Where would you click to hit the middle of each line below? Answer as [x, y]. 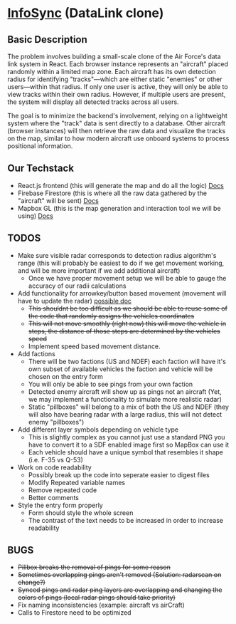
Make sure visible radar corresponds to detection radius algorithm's [117, 255]
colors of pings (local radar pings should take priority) [96, 598]
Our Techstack [41, 168]
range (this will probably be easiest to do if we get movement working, [121, 263]
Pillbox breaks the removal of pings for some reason [94, 567]
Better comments [54, 497]
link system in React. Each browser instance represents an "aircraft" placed [118, 64]
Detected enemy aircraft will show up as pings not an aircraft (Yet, [125, 391]
